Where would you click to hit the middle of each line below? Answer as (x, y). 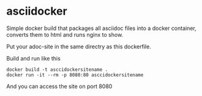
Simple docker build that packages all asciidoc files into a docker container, (102, 28)
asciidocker (37, 11)
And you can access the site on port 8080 (59, 86)
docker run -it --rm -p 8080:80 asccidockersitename (75, 75)
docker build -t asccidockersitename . (57, 69)
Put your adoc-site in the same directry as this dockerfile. (79, 46)
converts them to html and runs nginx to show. (65, 34)
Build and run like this (34, 58)
